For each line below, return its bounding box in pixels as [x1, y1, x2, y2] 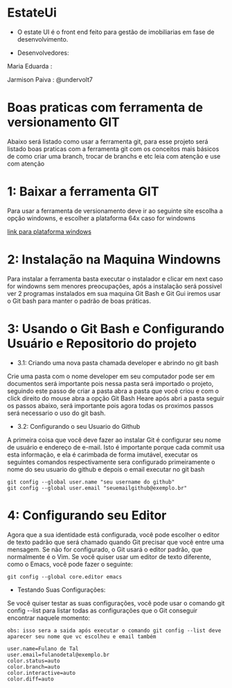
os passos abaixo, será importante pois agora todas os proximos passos [7, 401, 214, 409]
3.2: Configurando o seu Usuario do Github [17, 422, 141, 430]
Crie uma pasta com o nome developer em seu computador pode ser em [7, 372, 215, 380]
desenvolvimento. [17, 35, 69, 43]
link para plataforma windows [7, 227, 92, 236]
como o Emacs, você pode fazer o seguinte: [7, 560, 133, 568]
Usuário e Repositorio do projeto [7, 335, 197, 351]
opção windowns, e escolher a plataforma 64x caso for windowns [7, 213, 196, 222]
